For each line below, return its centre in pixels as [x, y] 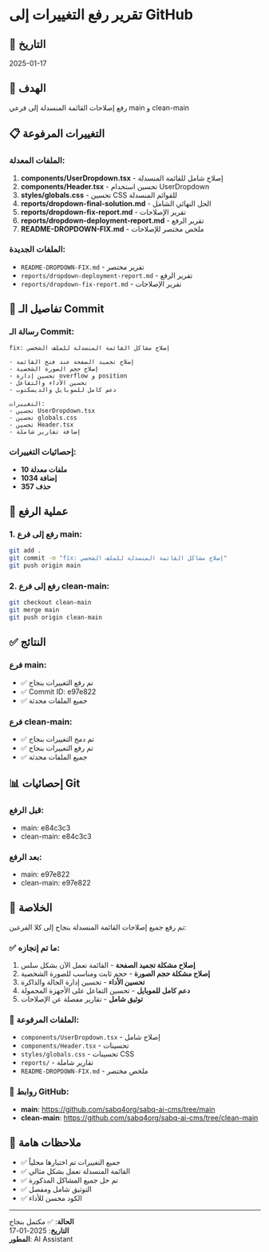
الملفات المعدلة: [37, 160]
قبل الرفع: [27, 810]
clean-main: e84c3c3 [56, 836]
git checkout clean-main [50, 603]
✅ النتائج [28, 642]
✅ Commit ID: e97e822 [58, 691]
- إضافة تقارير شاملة [45, 432]
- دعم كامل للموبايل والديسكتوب [63, 390]
